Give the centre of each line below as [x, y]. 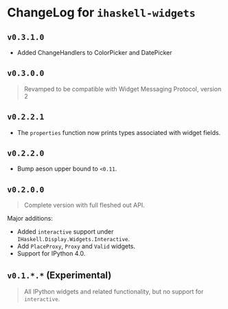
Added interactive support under [65, 232]
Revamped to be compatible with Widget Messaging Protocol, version [123, 89]
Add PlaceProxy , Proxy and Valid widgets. [76, 246]
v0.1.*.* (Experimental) [59, 275]
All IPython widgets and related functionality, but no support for [114, 292]
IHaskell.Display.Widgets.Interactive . [73, 239]
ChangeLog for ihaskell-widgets [101, 13]
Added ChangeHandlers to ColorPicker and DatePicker [95, 52]
